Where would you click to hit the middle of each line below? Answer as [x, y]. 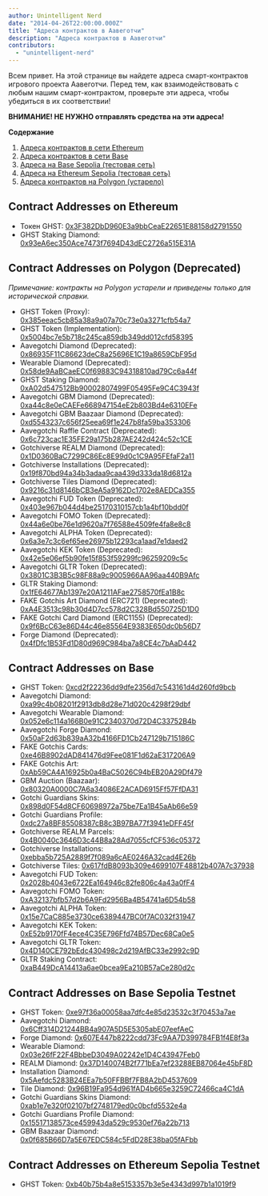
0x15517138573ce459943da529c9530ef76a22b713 [105, 1123]
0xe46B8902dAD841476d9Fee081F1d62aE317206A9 [108, 755]
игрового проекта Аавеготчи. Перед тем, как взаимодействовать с [124, 84]
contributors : [32, 46]
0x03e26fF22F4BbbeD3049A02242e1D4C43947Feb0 [110, 1055]
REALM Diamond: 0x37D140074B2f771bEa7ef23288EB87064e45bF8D [136, 1063]
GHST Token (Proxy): [55, 311]
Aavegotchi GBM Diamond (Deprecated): [87, 396]
